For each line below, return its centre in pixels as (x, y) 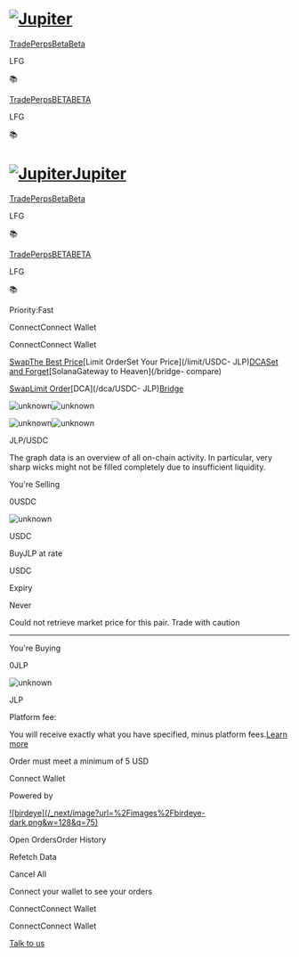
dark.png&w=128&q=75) (54, 822)
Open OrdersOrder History (58, 839)
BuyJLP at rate (36, 553)
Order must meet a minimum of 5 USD (79, 761)
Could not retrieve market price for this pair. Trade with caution (125, 622)
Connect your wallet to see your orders (81, 891)
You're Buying (35, 648)
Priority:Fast (32, 310)
